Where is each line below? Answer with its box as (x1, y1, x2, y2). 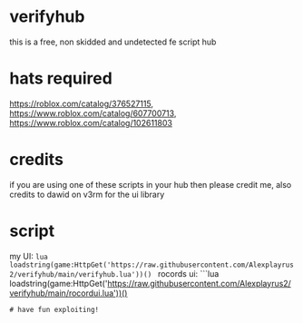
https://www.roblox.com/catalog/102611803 (9, 117, 172, 128)
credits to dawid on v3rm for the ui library (9, 189, 165, 200)
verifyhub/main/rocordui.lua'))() (9, 288, 128, 299)
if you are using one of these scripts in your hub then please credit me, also (9, 179, 292, 190)
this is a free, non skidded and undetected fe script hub (9, 36, 217, 47)
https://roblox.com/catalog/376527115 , (9, 98, 154, 109)
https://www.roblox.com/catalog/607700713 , (9, 107, 177, 119)
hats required (9, 68, 113, 89)
